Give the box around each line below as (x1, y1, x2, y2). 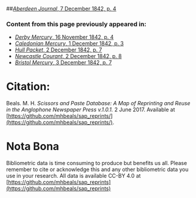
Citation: (6, 80, 50, 93)
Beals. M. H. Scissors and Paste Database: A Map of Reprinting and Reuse (6, 100, 191, 107)
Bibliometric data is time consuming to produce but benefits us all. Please (6, 160, 187, 167)
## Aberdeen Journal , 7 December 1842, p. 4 (6, 5, 117, 12)
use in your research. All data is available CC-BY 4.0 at (6, 172, 141, 179)
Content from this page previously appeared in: (6, 20, 146, 28)
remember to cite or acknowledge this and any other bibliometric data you (6, 166, 189, 173)
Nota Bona (6, 140, 60, 153)
